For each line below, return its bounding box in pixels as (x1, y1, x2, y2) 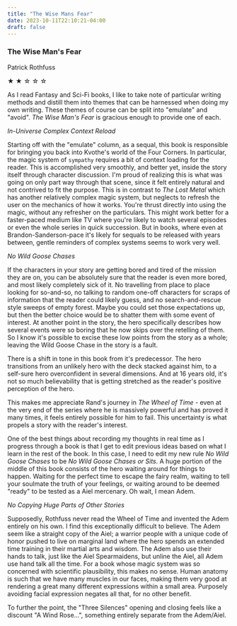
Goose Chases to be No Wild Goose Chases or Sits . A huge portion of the (7, 457, 222, 465)
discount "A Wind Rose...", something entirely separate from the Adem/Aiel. (7, 610, 226, 619)
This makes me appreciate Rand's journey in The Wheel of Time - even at (7, 398, 221, 407)
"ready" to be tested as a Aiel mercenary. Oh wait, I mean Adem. (7, 487, 196, 495)
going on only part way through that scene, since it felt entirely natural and (7, 178, 225, 186)
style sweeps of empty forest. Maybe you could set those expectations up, (7, 303, 226, 311)
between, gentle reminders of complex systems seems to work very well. (7, 238, 221, 246)
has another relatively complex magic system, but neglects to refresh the (7, 192, 220, 202)
